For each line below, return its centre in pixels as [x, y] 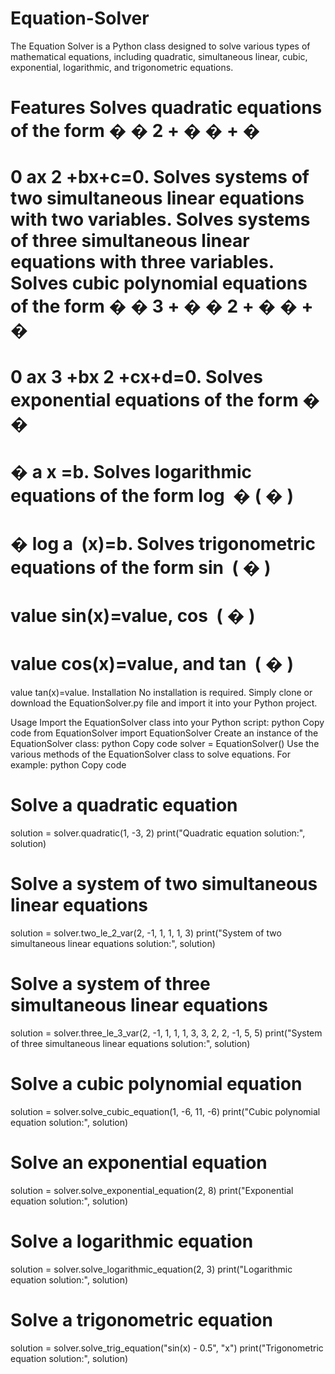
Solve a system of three [110, 984]
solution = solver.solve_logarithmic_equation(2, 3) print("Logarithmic [151, 1269]
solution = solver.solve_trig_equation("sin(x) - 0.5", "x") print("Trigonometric [167, 1348]
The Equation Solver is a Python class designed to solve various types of [160, 46]
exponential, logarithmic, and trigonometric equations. [122, 67]
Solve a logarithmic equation [132, 1241]
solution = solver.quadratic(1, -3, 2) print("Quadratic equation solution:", [158, 833]
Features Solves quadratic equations [166, 108]
